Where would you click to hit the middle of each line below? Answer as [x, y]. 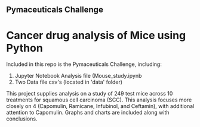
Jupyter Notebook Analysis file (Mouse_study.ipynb [78, 76]
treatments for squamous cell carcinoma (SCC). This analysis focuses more [99, 100]
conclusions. [22, 119]
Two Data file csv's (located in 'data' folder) [69, 82]
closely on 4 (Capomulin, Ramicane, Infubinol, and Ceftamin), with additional [100, 106]
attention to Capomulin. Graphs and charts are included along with [88, 113]
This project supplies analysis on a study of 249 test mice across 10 [90, 94]
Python [24, 48]
